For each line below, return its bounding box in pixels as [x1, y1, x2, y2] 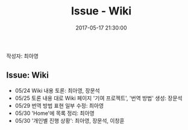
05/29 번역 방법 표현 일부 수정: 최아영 [14, 102, 104, 109]
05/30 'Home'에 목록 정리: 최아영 [14, 110, 95, 117]
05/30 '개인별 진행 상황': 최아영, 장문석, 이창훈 [14, 117, 125, 124]
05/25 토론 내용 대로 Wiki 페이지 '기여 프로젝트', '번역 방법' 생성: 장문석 [14, 94, 183, 102]
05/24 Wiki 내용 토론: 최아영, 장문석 [14, 87, 101, 94]
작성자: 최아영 [6, 52, 39, 60]
